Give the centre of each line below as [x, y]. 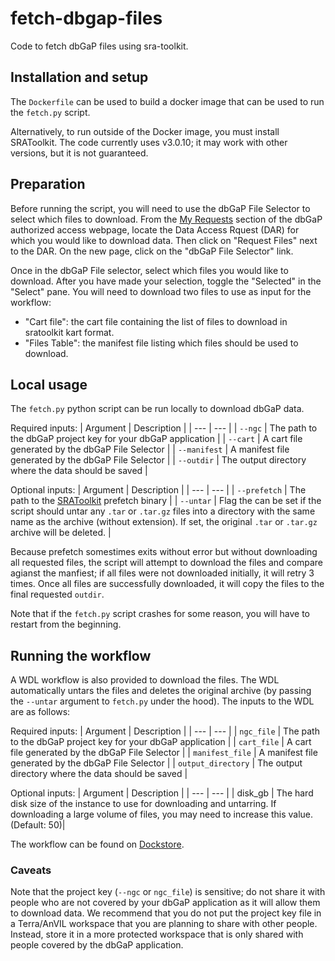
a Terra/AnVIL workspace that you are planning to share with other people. [164, 924]
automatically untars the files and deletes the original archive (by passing [161, 691]
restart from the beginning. [66, 624]
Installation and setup [79, 77]
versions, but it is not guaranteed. [79, 153]
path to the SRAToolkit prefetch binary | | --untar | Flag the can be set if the [166, 501]
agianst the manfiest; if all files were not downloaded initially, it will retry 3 [162, 573]
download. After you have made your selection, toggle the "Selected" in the [166, 281]
